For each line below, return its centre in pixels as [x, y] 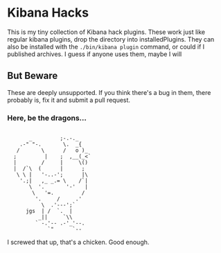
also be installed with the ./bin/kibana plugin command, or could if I [106, 46]
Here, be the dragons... [47, 118]
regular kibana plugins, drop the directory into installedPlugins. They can [111, 39]
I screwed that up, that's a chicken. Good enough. [78, 242]
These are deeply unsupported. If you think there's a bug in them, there [109, 92]
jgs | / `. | [49, 211]
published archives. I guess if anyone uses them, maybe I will [95, 54]
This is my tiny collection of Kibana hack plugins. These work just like [106, 32]
